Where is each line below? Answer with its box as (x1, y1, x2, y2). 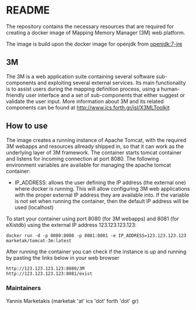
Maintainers (6, 284, 41, 292)
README (6, 4, 50, 17)
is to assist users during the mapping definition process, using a (6, 85, 160, 92)
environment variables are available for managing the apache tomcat (6, 161, 171, 168)
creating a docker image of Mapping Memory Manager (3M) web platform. (6, 29, 185, 36)
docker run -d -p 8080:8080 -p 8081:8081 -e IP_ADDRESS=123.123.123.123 (6, 232, 187, 239)
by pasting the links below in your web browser (6, 254, 120, 261)
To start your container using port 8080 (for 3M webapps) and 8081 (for (6, 215, 179, 222)
